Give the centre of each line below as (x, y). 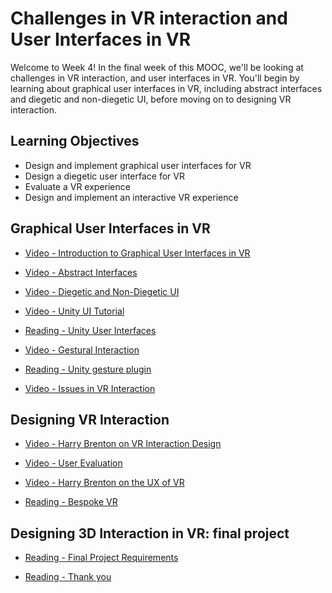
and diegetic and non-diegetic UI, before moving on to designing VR (151, 99)
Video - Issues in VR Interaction (90, 388)
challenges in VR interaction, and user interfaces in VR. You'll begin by (155, 78)
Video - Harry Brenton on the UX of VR (104, 483)
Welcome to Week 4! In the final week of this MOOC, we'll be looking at (157, 67)
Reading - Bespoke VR (71, 502)
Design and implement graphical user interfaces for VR (138, 165)
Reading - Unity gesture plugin (88, 369)
